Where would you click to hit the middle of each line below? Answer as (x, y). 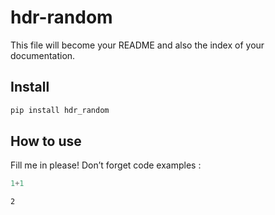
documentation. (43, 55)
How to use (46, 141)
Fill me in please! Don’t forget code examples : (106, 165)
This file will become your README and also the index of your (137, 45)
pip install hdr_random (60, 110)
